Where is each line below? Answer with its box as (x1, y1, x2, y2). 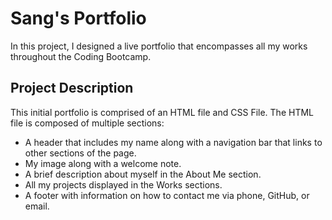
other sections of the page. (24, 147, 137, 159)
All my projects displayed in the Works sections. (24, 178, 223, 191)
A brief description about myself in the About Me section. (24, 168, 262, 180)
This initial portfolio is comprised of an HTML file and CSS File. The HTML (10, 106, 314, 118)
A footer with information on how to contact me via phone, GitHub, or (24, 189, 310, 201)
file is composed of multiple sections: (10, 117, 165, 129)
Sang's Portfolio (10, 7, 147, 30)
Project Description (10, 80, 134, 97)
